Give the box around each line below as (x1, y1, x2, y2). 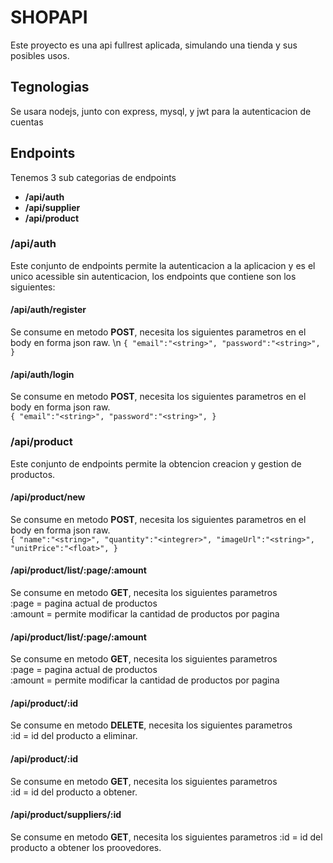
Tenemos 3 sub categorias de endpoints (10, 171, 177, 183)
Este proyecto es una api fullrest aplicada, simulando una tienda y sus (10, 39, 298, 51)
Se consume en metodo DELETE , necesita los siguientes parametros (10, 719, 293, 731)
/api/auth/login (10, 368, 75, 380)
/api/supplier (24, 201, 81, 213)
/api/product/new (10, 491, 86, 503)
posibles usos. (10, 49, 70, 61)
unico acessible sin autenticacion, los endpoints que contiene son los (10, 270, 297, 282)
